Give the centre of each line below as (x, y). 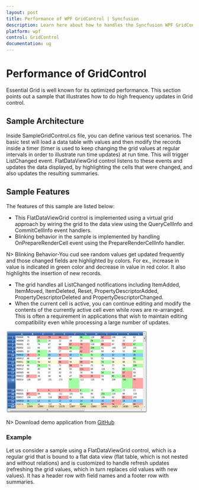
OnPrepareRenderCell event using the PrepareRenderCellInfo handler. (100, 243)
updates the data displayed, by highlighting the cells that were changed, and (99, 167)
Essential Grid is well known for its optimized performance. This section (94, 90)
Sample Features (38, 192)
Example (19, 437)
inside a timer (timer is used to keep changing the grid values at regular (93, 148)
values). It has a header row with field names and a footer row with (87, 475)
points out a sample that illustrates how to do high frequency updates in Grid (99, 96)
